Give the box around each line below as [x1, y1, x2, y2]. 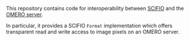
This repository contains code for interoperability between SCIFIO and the [6, 5, 184, 12]
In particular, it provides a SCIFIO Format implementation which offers [6, 23, 172, 29]
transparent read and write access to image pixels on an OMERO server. [6, 28, 180, 35]
